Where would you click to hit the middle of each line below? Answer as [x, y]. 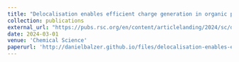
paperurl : [22, 47]
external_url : [28, 27]
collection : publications [46, 21]
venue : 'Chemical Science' [47, 41]
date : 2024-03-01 [33, 34]
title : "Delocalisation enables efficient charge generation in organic [117, 14]
